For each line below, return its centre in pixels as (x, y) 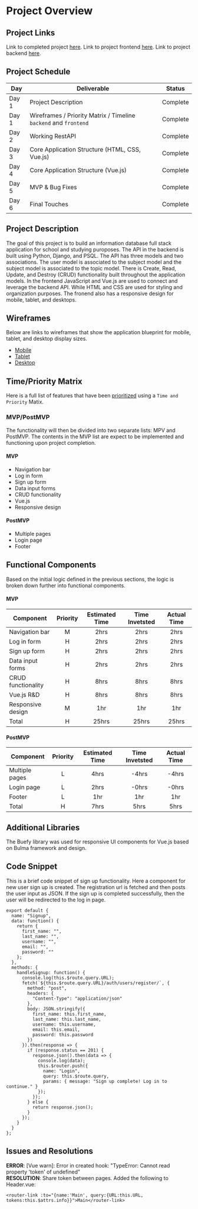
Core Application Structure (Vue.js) (78, 170)
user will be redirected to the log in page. (56, 900)
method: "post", (47, 988)
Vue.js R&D (24, 694)
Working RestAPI (53, 136)
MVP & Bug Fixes (53, 187)
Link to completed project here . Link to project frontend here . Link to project (98, 47)
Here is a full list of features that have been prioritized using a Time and (92, 396)
